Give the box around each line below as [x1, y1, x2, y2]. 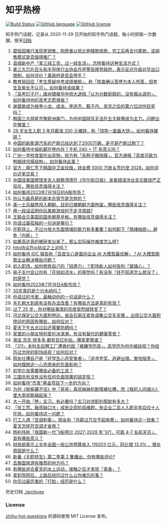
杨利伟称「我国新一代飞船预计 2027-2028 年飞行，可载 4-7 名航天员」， [12, 429, 158, 435]
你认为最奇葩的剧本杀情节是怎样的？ [12, 195, 87, 201]
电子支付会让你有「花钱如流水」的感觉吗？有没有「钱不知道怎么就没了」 [12, 269, 160, 275]
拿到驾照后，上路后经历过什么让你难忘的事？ [12, 472, 104, 478]
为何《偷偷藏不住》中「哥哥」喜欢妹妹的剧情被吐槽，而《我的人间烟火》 [12, 386, 160, 392]
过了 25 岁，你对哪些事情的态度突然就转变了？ [12, 306, 107, 312]
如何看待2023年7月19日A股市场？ [12, 281, 81, 287]
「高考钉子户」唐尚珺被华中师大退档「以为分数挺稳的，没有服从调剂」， [12, 91, 158, 96]
